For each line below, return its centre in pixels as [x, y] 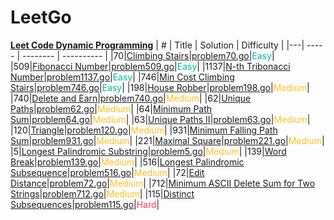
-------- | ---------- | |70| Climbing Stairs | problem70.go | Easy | [148, 55]
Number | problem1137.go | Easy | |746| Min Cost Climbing [122, 77]
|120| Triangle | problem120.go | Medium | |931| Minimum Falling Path [144, 130]
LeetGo [41, 17]
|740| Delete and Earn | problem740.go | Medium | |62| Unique [131, 98]
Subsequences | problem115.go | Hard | [85, 204]
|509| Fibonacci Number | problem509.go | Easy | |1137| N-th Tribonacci [150, 66]
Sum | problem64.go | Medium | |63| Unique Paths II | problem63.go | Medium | [160, 119]
